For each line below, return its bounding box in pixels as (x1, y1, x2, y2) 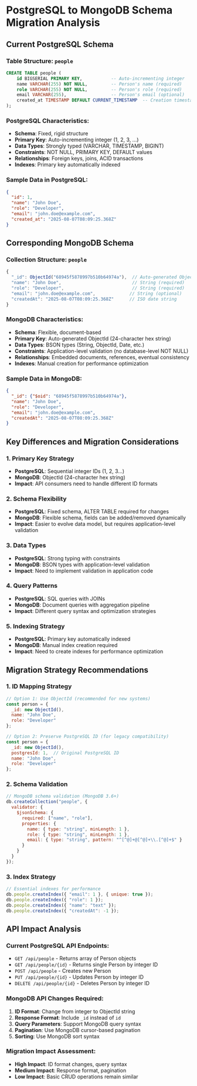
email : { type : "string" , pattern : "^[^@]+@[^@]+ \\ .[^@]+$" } (27, 837, 182, 843)
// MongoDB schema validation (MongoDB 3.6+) (6, 794, 119, 799)
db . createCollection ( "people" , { (6, 799, 88, 805)
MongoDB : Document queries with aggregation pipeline (14, 601, 150, 608)
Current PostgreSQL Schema (6, 39, 114, 49)
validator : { (11, 804, 43, 811)
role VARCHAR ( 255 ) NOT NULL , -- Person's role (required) (16, 86, 182, 93)
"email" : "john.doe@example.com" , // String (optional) (11, 291, 182, 297)
